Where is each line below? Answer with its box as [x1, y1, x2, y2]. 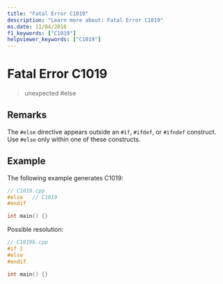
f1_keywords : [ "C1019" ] [7, 29, 77, 37]
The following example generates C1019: [7, 173, 124, 182]
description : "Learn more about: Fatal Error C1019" [7, 17, 164, 24]
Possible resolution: [7, 226, 64, 234]
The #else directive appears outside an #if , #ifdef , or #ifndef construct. [7, 127, 217, 136]
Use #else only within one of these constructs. [7, 135, 141, 143]
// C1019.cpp [7, 187, 45, 194]
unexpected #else [24, 89, 77, 97]
